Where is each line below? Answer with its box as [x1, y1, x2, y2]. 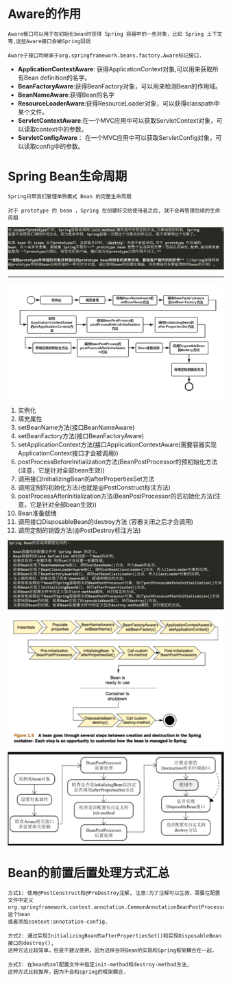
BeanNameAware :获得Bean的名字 [17, 91, 115, 99]
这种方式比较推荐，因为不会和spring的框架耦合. [8, 968, 127, 975]
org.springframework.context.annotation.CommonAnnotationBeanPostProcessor [8, 903, 229, 911]
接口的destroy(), [8, 939, 54, 946]
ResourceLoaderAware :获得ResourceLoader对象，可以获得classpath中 [17, 99, 220, 107]
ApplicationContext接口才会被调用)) [17, 449, 119, 457]
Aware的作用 [8, 6, 82, 22]
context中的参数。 [36, 125, 88, 133]
